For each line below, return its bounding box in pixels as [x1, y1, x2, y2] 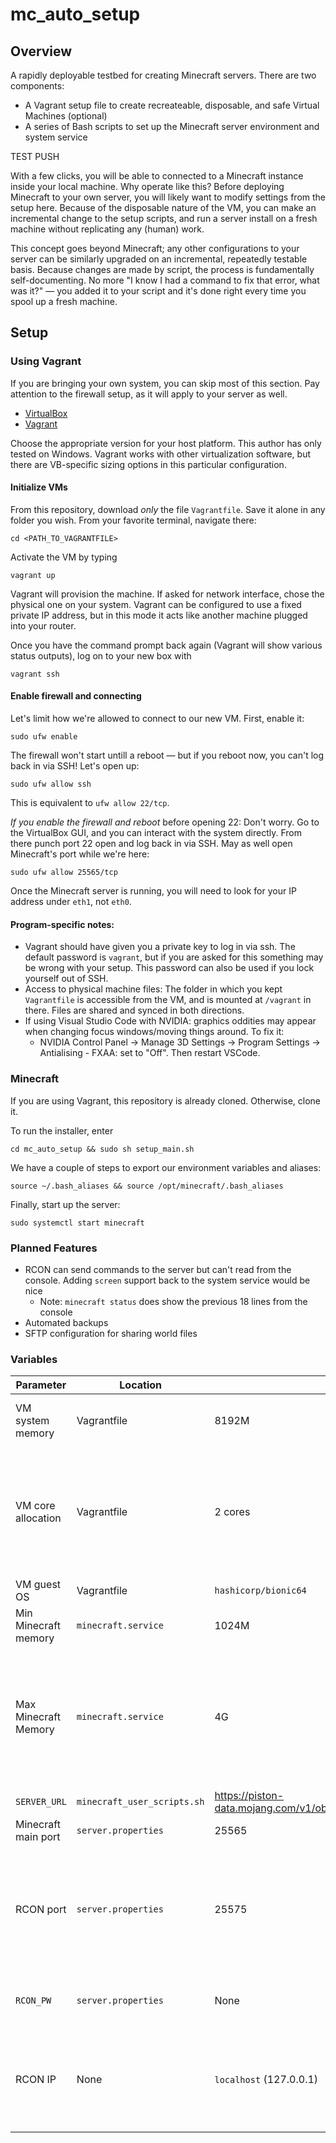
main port [15, 1830, 61, 1844]
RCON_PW [15, 1995, 52, 2007]
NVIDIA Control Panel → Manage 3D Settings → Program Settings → [39, 1036, 321, 1048]
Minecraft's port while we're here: [10, 848, 150, 860]
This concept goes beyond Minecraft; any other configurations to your [10, 243, 300, 254]
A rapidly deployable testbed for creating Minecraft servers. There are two [10, 69, 317, 81]
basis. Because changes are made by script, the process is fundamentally [10, 264, 315, 275]
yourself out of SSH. [24, 973, 109, 985]
